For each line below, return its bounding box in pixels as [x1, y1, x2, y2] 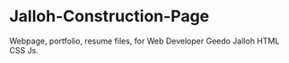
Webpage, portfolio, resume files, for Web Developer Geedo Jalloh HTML [9, 35, 280, 46]
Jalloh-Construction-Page [9, 6, 210, 27]
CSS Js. [9, 44, 39, 55]
